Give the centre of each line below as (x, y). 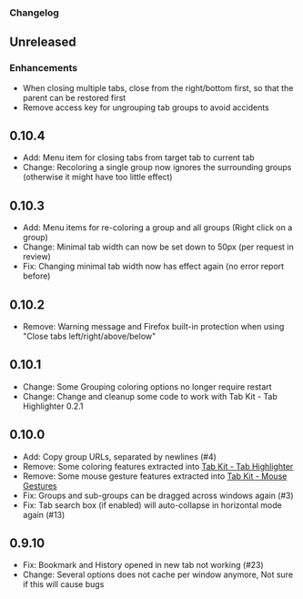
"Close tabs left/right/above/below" (89, 336)
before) (36, 276)
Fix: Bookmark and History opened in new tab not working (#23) (143, 565)
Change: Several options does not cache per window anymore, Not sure (158, 574)
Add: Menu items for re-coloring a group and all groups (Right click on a (157, 228)
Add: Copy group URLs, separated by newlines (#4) (119, 456)
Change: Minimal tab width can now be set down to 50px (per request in (158, 247)
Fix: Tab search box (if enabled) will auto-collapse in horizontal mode (152, 505)
